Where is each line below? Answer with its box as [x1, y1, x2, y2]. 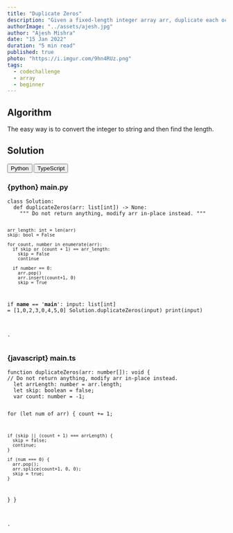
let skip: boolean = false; [13, 387, 95, 395]
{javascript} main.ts [7, 353, 76, 363]
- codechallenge [13, 68, 60, 75]
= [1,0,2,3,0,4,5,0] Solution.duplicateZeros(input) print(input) [7, 307, 203, 314]
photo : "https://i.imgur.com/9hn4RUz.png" [7, 55, 132, 62]
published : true [7, 49, 54, 56]
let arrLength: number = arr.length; [13, 381, 123, 388]
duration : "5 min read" [7, 42, 76, 49]
